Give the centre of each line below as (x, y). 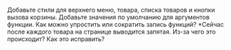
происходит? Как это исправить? (56, 39)
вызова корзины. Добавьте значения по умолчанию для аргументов (109, 17)
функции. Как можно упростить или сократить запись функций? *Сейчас (115, 24)
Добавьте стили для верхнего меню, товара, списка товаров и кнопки (111, 10)
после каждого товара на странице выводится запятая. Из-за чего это (111, 32)
